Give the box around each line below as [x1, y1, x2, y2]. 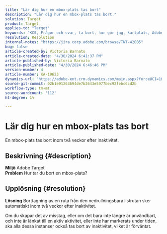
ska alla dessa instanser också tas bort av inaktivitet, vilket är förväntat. [5, 223, 152, 229]
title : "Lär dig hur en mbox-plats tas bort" [5, 7, 101, 12]
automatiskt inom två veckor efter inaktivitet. [5, 203, 96, 209]
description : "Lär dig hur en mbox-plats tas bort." [5, 12, 117, 17]
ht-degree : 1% [5, 95, 35, 100]
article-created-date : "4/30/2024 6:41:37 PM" [5, 53, 103, 59]
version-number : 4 [5, 68, 43, 73]
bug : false [5, 44, 28, 49]
